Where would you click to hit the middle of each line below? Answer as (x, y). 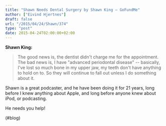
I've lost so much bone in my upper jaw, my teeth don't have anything (89, 67)
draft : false (19, 19)
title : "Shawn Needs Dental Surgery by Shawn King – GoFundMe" (73, 10)
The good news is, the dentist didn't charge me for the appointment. (88, 57)
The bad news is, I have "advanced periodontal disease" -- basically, (89, 62)
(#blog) (13, 118)
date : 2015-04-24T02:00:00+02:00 (40, 33)
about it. (26, 78)
